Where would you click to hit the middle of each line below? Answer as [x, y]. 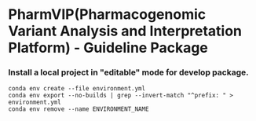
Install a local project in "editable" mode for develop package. [128, 72]
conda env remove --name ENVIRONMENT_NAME [79, 109]
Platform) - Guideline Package [108, 48]
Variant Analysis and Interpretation [125, 31]
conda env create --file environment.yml [77, 89]
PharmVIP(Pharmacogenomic [107, 15]
